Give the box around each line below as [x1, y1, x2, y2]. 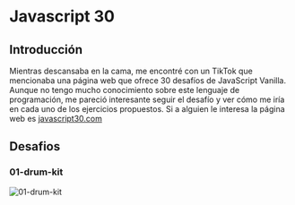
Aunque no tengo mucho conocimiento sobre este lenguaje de [9, 85, 240, 95]
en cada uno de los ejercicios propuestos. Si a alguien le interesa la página [9, 104, 285, 114]
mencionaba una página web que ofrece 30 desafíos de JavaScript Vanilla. [9, 75, 287, 86]
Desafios [9, 139, 61, 154]
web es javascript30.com [9, 114, 103, 124]
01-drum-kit [9, 166, 64, 178]
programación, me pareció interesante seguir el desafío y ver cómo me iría [9, 94, 285, 105]
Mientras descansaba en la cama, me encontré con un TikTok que [9, 65, 253, 76]
